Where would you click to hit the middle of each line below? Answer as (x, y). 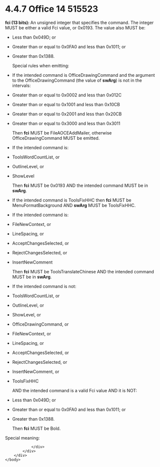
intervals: (21, 85)
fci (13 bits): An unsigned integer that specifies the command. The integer (80, 22)
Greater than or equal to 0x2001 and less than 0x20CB (67, 114)
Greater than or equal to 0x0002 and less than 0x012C (67, 95)
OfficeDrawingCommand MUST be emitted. (56, 138)
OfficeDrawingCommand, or (40, 324)
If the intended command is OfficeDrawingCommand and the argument (83, 75)
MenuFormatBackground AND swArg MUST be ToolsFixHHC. (74, 205)
